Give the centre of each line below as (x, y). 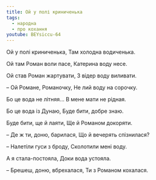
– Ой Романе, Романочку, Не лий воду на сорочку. (72, 88)
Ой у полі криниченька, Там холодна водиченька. (71, 52)
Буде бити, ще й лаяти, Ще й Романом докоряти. (69, 123)
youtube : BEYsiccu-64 (34, 35)
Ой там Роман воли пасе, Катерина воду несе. (67, 64)
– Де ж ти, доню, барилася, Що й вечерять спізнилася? (78, 135)
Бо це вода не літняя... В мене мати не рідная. (66, 99)
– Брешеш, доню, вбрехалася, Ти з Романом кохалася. (77, 170)
